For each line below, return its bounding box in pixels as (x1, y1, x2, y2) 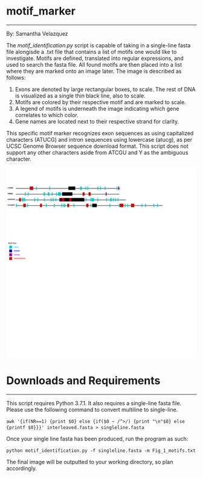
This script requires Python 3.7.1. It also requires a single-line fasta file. (6, 399, 182, 407)
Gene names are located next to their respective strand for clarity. (14, 118, 179, 125)
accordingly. (6, 465, 37, 472)
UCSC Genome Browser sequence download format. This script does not (6, 142, 188, 150)
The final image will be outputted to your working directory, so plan (6, 458, 173, 465)
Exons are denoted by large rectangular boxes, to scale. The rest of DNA (14, 85, 196, 93)
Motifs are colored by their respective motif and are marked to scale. (14, 98, 186, 105)
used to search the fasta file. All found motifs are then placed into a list (6, 61, 182, 68)
